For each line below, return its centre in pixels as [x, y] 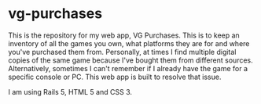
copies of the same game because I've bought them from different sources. [130, 60]
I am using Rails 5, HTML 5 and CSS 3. [70, 91]
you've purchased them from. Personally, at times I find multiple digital [122, 52]
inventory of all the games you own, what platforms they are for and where [129, 43]
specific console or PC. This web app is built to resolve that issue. [115, 77]
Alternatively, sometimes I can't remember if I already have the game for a [128, 68]
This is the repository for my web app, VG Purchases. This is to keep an [124, 35]
